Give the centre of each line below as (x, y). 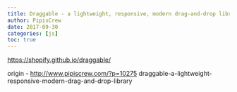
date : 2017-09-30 (33, 27)
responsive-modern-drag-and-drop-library (70, 81)
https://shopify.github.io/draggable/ (59, 60)
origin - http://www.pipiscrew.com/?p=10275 (72, 74)
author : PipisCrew (34, 20)
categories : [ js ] (33, 33)
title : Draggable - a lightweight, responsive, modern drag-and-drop (112, 14)
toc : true (22, 40)
